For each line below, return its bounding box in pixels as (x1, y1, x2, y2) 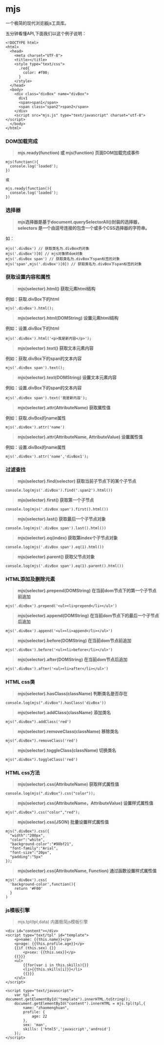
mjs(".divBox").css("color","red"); (5, 810, 80, 815)
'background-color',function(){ (10, 882, 76, 887)
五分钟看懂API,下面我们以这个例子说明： (5, 30, 87, 36)
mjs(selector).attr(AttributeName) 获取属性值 (17, 404, 111, 410)
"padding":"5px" (10, 855, 43, 860)
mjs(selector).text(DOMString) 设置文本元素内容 (17, 374, 117, 380)
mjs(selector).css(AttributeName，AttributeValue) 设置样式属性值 (17, 800, 153, 806)
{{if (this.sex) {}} (14, 945, 56, 951)
